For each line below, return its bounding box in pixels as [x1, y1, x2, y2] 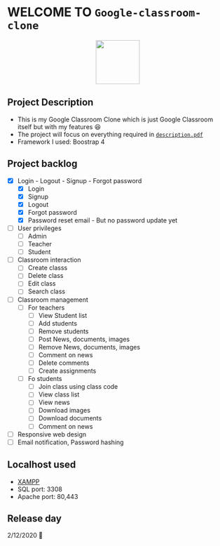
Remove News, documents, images [38, 342, 141, 351]
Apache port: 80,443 [17, 492, 78, 500]
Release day [7, 512, 62, 524]
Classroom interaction [17, 255, 82, 264]
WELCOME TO [7, 4, 92, 20]
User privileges [17, 224, 62, 232]
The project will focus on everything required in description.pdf [17, 130, 203, 138]
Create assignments [38, 366, 97, 375]
